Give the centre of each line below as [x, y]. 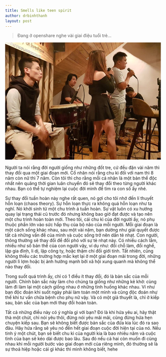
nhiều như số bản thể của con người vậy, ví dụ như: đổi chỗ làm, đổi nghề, [80, 246]
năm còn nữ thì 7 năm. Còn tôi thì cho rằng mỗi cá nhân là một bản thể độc [81, 178]
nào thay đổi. [19, 267]
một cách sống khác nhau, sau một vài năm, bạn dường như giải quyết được [82, 230]
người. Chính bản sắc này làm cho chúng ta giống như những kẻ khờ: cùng [81, 282]
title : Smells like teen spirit [38, 10]
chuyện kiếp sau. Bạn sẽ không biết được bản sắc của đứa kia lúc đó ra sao [82, 323]
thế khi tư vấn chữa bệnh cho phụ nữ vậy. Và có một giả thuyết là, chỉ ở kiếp [82, 297]
